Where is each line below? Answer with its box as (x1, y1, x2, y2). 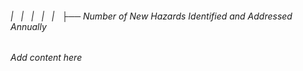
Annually (10, 20, 47, 32)
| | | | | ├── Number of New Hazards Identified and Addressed (10, 10, 293, 22)
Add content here (10, 52, 83, 64)
